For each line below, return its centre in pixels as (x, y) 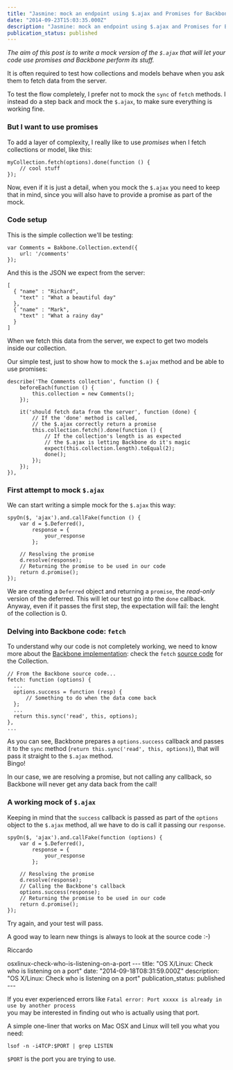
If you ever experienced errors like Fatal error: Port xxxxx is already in (114, 999)
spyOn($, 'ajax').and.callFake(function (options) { (85, 837)
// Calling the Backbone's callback (73, 886)
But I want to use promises (53, 127)
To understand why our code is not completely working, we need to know (112, 646)
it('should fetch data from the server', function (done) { (108, 412)
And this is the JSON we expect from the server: (76, 273)
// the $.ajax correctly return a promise (94, 424)
